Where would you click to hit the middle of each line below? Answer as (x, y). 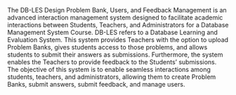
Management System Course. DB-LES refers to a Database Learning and (112, 32)
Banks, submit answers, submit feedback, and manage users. (96, 84)
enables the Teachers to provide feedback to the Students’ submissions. (112, 62)
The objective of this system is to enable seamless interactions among (109, 70)
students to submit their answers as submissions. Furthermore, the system (115, 54)
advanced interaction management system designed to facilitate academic (115, 17)
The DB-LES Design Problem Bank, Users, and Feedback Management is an (117, 10)
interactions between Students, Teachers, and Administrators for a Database (118, 25)
